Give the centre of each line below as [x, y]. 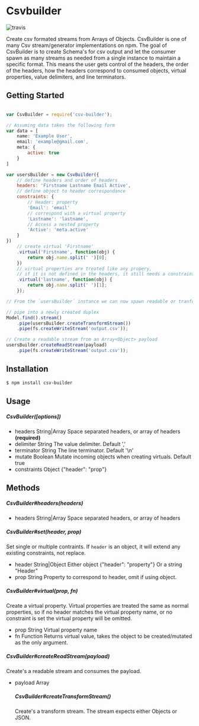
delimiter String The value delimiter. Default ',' [70, 444]
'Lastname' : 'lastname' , [58, 219]
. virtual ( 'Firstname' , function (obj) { [66, 252]
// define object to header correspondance [71, 191]
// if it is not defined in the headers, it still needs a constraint [106, 274]
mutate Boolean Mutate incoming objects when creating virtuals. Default [103, 457]
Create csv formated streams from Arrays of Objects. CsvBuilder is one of [96, 39]
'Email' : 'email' [49, 208]
